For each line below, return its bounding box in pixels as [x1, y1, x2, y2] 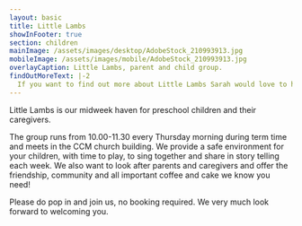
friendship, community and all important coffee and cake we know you [9, 169, 271, 180]
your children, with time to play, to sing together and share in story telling [9, 150, 280, 161]
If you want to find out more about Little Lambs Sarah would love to [17, 80, 288, 89]
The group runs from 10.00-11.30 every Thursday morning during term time [9, 131, 288, 142]
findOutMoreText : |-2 [9, 72, 91, 81]
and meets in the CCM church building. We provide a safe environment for [9, 141, 285, 152]
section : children [9, 38, 78, 48]
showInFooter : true [9, 30, 83, 39]
